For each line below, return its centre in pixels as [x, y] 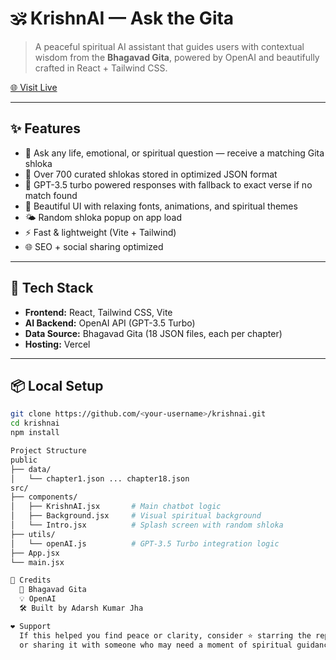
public [24, 460]
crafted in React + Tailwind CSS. [101, 68]
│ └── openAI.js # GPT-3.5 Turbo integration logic [145, 543]
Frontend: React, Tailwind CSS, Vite [98, 312]
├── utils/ [33, 534]
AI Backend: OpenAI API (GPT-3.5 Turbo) [110, 323]
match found [51, 195]
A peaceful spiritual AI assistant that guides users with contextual [169, 46]
